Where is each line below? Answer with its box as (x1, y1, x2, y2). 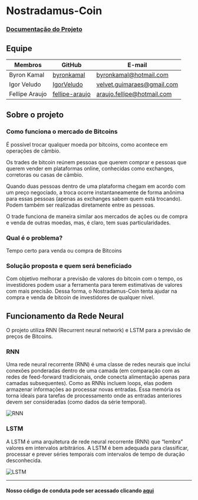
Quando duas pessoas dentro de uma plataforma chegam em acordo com (6, 183, 186, 190)
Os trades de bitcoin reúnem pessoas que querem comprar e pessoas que (6, 158, 187, 165)
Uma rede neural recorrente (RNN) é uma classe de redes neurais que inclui (6, 361, 190, 368)
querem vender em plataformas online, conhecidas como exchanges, (6, 165, 175, 172)
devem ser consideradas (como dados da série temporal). (6, 399, 147, 406)
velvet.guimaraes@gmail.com (96, 80, 179, 88)
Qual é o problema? (6, 234, 63, 242)
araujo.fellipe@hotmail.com (96, 90, 172, 98)
